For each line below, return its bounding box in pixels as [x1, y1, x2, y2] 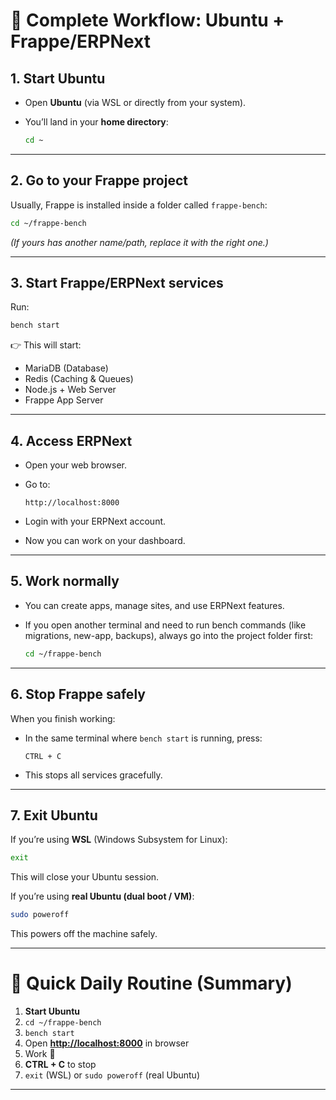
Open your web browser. [24, 459, 127, 471]
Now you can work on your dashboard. [24, 535, 186, 547]
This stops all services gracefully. [24, 769, 163, 781]
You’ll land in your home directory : [24, 116, 169, 128]
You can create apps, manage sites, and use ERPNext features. [24, 599, 285, 611]
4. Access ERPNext [10, 432, 133, 449]
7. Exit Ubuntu [10, 807, 98, 824]
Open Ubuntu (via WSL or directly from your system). [24, 97, 247, 108]
